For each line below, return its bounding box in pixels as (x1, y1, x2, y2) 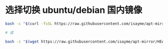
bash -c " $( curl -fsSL (5, 21, 52, 26)
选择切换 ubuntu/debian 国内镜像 (5, 4, 142, 16)
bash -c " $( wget (5, 39, 39, 44)
